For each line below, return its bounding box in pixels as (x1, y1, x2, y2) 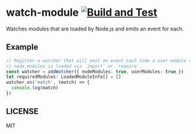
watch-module (6, 6, 79, 19)
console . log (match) (11, 85, 59, 91)
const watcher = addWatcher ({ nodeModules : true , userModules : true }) (6, 68, 184, 74)
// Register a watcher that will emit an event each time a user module (6, 57, 187, 64)
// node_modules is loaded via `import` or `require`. (6, 63, 142, 69)
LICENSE (6, 106, 39, 116)
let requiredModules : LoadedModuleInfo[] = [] (6, 74, 121, 80)
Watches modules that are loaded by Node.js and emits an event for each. (6, 25, 184, 32)
